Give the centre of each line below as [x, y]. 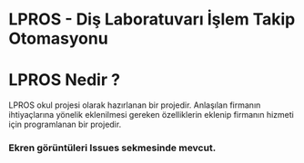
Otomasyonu [58, 38]
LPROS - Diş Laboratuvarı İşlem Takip [152, 19]
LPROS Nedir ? [64, 80]
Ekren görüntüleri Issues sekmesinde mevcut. [112, 148]
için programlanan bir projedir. [65, 125]
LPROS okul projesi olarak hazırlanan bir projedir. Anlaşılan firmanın [135, 105]
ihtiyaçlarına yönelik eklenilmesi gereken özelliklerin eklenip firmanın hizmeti [152, 115]
